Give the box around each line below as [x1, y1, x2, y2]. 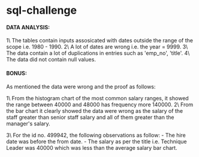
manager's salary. [6, 120, 51, 127]
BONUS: [6, 69, 27, 76]
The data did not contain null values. [6, 56, 96, 63]
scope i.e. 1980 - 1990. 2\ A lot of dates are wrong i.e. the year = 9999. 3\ [6, 43, 188, 51]
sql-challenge [6, 4, 77, 17]
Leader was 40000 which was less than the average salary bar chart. [6, 144, 178, 151]
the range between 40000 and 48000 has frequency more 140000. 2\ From [6, 101, 194, 108]
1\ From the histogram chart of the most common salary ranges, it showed [6, 94, 189, 101]
